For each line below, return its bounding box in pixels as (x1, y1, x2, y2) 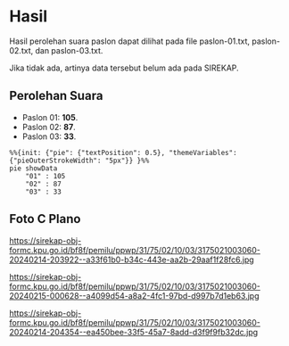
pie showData (9, 163, 58, 173)
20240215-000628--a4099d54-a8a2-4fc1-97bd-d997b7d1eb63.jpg (9, 290, 260, 301)
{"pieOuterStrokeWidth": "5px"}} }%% (9, 156, 150, 165)
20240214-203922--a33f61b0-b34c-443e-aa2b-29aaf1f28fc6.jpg (9, 254, 254, 265)
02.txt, (9, 45, 34, 55)
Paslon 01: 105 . (21, 111, 78, 122)
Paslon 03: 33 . (21, 131, 77, 142)
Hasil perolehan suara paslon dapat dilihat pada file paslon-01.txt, (9, 36, 251, 46)
